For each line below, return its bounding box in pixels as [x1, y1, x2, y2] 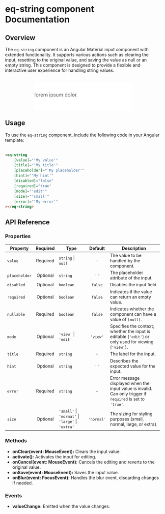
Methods [5, 437, 27, 444]
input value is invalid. [110, 385, 152, 392]
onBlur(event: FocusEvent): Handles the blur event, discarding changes [12, 475, 159, 481]
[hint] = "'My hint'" [14, 173, 54, 178]
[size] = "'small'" [14, 194, 50, 199]
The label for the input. [110, 351, 156, 357]
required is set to [110, 396, 145, 402]
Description [121, 245, 146, 251]
